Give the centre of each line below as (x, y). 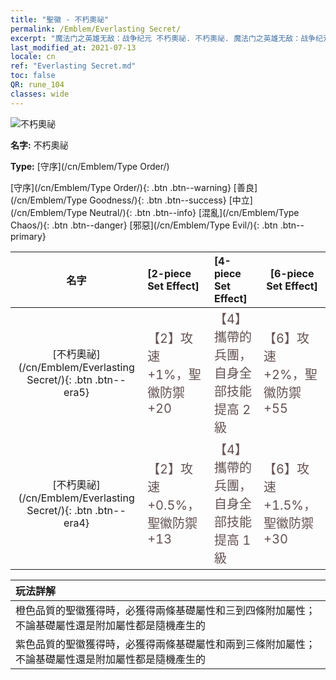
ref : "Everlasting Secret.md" (73, 66)
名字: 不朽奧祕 (39, 145)
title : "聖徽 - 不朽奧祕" (60, 19)
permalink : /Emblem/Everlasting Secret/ (96, 29)
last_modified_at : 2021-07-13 (73, 47)
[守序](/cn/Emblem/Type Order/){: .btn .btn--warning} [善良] (134, 187)
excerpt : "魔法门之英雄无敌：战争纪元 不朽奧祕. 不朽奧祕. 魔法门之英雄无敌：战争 (163, 38)
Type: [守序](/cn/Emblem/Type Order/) (90, 166)
